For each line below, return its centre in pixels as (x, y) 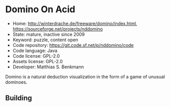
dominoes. (16, 82)
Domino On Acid (40, 9)
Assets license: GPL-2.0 (38, 61)
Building (19, 98)
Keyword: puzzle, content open (45, 40)
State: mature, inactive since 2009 (49, 34)
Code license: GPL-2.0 (36, 56)
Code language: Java (35, 50)
